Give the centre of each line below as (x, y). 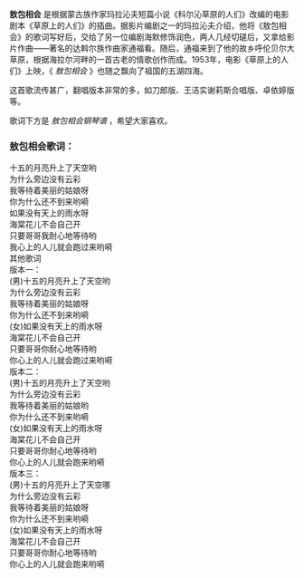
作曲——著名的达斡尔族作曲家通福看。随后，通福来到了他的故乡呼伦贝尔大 (156, 48)
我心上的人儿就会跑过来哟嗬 (61, 247)
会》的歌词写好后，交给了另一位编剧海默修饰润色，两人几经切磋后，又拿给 (148, 37)
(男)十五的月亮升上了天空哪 (60, 485)
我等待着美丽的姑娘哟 (49, 406)
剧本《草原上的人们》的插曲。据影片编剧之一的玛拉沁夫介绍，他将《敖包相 (148, 25)
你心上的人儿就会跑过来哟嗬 (61, 361)
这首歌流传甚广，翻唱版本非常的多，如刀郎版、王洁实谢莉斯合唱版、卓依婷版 (152, 90)
